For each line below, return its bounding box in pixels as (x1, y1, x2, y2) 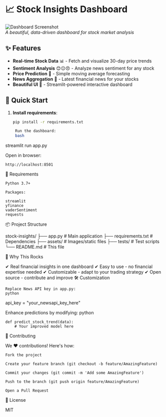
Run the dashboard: (15, 129, 56, 134)
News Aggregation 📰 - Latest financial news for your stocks (12, 76, 139, 82)
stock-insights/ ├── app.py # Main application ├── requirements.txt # (5, 233, 153, 239)
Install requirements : (12, 109, 57, 115)
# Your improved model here (14, 324, 74, 329)
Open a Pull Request (5, 388, 49, 394)
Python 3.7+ (5, 181, 30, 186)
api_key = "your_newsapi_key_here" (5, 300, 81, 306)
